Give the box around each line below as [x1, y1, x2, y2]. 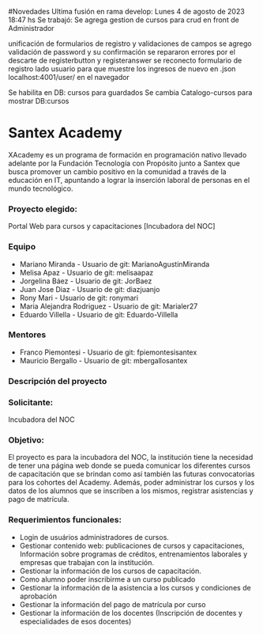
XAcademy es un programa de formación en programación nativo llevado [8, 150, 247, 159]
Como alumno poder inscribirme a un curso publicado [19, 574, 196, 584]
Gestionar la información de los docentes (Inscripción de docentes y [19, 608, 242, 617]
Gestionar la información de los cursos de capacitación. [19, 566, 201, 575]
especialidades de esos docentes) [19, 617, 132, 626]
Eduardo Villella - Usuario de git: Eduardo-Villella [19, 309, 178, 319]
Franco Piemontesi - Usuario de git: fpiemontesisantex [19, 347, 197, 357]
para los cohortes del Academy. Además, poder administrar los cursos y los [8, 478, 255, 488]
